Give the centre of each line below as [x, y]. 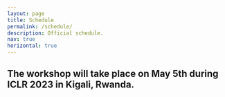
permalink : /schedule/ [40, 26]
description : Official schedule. [55, 33]
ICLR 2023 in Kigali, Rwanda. [71, 85]
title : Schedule [30, 20]
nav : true [21, 39]
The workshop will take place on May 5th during [113, 74]
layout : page [26, 14]
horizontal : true [32, 46]
